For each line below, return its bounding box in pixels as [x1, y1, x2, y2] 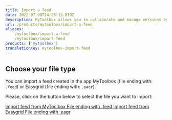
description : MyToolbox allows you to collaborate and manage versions [5, 17, 161, 22]
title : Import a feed [5, 7, 52, 13]
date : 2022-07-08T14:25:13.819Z [5, 12, 74, 17]
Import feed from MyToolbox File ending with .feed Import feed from [5, 104, 149, 110]
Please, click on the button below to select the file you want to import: [5, 93, 153, 100]
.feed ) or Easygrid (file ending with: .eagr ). [5, 84, 96, 90]
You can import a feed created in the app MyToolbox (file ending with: [5, 78, 153, 85]
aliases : [5, 27, 24, 32]
